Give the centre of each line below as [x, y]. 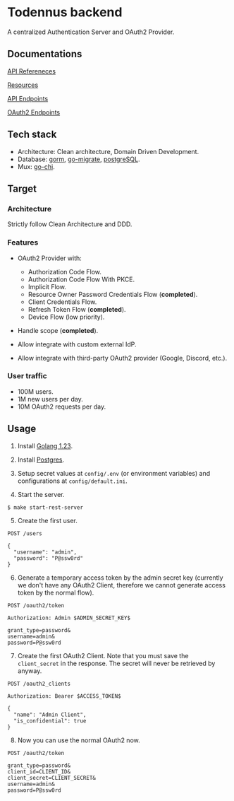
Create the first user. [47, 520]
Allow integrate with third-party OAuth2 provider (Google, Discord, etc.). [122, 358]
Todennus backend [65, 12]
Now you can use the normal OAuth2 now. [79, 740]
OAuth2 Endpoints [34, 112]
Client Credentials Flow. [62, 302]
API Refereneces [32, 71]
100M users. [36, 391]
